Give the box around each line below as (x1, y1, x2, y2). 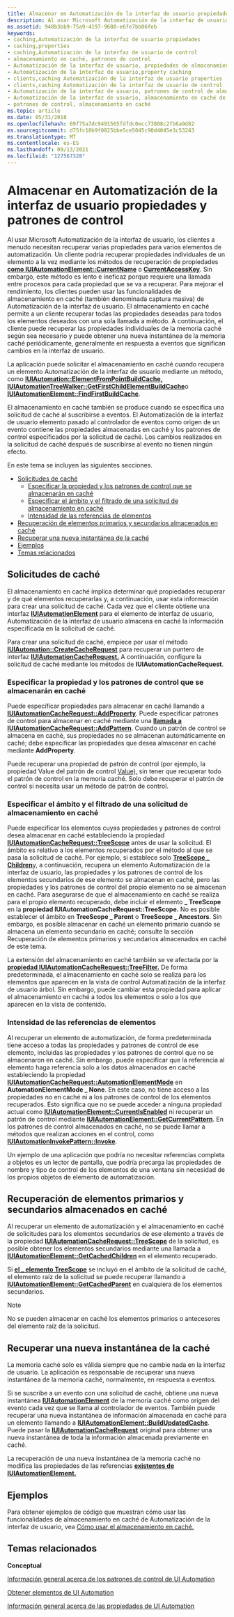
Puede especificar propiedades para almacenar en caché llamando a (7, 702, 205, 710)
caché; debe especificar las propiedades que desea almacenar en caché (7, 738, 217, 747)
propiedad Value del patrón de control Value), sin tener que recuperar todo (7, 767, 221, 775)
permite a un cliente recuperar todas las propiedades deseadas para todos (7, 309, 221, 318)
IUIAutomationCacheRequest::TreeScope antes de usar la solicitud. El (7, 839, 212, 847)
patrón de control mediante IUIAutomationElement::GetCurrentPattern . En (7, 1115, 224, 1123)
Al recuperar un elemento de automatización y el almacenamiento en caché (7, 1222, 224, 1230)
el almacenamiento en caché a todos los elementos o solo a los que (7, 993, 202, 1001)
